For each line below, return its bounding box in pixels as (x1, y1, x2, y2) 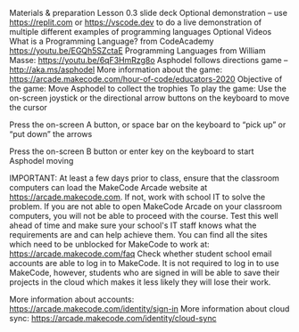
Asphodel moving (9, 156, 74, 166)
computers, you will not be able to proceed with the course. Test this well (9, 211, 278, 221)
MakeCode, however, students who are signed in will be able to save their (9, 267, 280, 278)
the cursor (9, 102, 47, 112)
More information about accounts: (9, 294, 135, 304)
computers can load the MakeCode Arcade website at (9, 182, 208, 192)
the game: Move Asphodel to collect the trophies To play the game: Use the (9, 84, 287, 93)
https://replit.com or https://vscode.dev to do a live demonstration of (9, 17, 262, 28)
